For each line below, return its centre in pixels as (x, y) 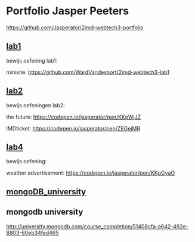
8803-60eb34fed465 (32, 232)
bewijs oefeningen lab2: (35, 105)
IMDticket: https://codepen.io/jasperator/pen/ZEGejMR (73, 128)
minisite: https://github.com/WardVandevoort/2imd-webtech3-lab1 (88, 72)
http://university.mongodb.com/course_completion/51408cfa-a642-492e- (97, 226)
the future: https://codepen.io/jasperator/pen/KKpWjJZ (74, 117)
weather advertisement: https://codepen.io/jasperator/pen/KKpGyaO (91, 173)
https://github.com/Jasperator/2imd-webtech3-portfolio (75, 27)
